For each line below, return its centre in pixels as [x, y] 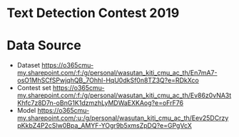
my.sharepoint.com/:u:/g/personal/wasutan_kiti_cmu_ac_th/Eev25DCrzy [123, 118]
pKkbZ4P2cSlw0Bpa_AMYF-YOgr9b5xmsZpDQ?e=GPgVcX [104, 126]
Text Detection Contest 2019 [93, 13]
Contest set [34, 88]
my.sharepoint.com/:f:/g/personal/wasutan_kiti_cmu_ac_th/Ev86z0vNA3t [124, 95]
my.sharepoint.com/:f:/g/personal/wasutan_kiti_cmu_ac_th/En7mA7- [117, 73]
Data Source [44, 46]
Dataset [29, 65]
